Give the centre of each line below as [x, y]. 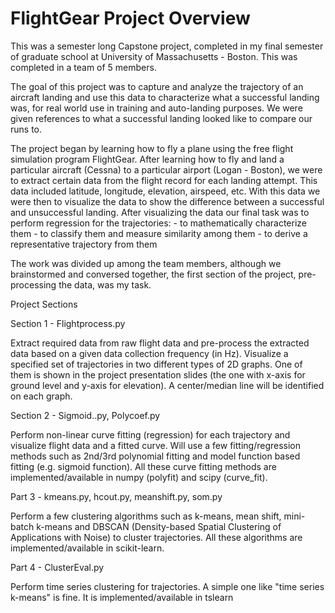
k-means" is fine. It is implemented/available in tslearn [122, 597]
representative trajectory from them [84, 244]
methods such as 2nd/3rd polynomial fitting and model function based [155, 456]
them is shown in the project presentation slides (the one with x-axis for [158, 374]
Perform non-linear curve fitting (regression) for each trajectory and [150, 434]
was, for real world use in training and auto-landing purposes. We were [156, 108]
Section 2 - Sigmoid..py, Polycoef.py [85, 415]
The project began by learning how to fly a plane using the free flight [152, 148]
